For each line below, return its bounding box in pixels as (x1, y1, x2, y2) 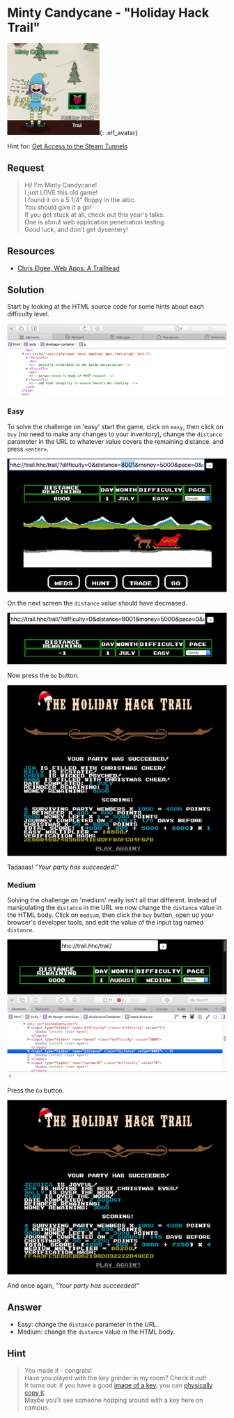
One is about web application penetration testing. (24, 217, 166, 226)
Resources (7, 245, 55, 257)
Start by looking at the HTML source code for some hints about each (7, 302, 204, 311)
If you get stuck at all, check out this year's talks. (24, 210, 165, 219)
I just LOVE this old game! (24, 188, 98, 196)
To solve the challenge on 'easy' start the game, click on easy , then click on (7, 422, 224, 431)
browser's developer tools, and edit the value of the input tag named (7, 918, 204, 927)
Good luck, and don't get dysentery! (24, 225, 129, 233)
